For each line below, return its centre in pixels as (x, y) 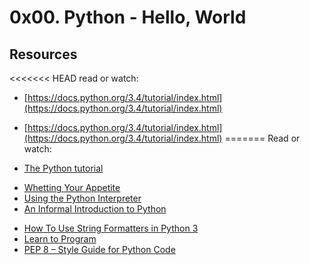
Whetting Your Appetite (72, 187)
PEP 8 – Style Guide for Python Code (99, 249)
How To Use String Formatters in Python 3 (111, 228)
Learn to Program (60, 239)
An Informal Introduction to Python (95, 209)
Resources (43, 54)
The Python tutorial (63, 168)
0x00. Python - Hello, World (128, 17)
